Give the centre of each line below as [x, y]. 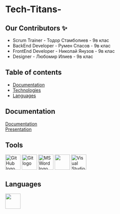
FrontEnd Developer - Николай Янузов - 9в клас [64, 51]
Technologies [27, 90]
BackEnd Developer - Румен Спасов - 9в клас [62, 46]
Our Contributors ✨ [36, 28]
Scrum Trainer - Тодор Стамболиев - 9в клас [61, 40]
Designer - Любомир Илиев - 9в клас [53, 56]
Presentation [18, 129]
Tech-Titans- [33, 9]
